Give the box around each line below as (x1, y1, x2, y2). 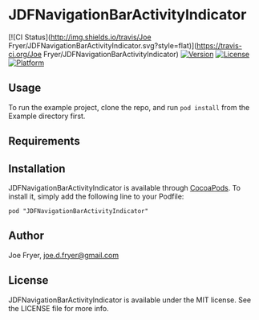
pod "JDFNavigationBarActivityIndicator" (8, 207, 149, 215)
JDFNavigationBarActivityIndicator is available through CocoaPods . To (8, 183, 241, 192)
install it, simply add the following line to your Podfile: (8, 191, 184, 201)
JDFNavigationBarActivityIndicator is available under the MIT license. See (8, 295, 251, 305)
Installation (8, 162, 66, 175)
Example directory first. (8, 111, 86, 121)
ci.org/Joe (8, 49, 42, 59)
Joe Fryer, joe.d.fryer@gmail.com (8, 250, 119, 260)
